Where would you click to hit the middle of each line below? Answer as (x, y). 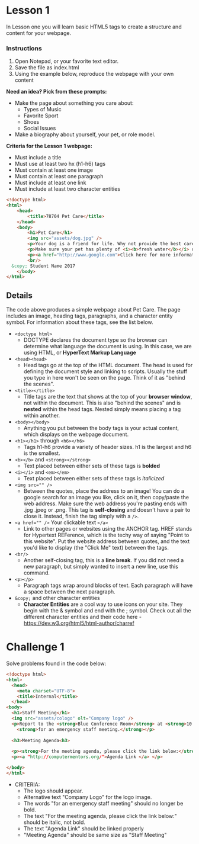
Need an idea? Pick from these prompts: (57, 92)
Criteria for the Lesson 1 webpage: (49, 146)
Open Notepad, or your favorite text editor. (67, 61)
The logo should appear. (53, 791)
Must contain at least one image (54, 170)
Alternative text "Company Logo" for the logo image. (88, 797)
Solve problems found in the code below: (56, 663)
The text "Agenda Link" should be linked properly (84, 828)
